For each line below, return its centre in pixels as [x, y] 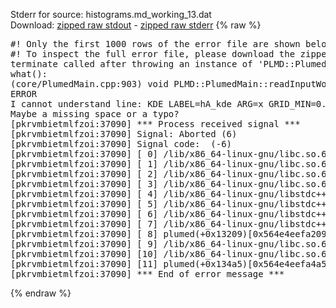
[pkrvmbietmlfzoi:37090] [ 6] [84, 214]
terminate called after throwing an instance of [131, 64]
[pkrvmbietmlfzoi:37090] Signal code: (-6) [121, 144]
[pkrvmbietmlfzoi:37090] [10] [84, 254]
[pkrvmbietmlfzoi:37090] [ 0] [84, 154]
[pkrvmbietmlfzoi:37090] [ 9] [84, 244]
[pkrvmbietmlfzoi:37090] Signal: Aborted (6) [124, 134]
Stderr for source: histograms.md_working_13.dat [111, 14]
